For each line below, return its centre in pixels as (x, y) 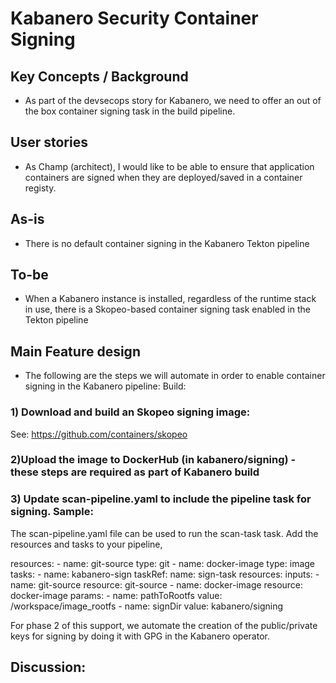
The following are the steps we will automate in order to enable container (175, 376)
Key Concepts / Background (99, 76)
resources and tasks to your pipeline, (86, 544)
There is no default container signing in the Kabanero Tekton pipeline (167, 243)
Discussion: (48, 667)
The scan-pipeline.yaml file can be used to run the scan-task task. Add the (164, 533)
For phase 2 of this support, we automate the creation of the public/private (164, 625)
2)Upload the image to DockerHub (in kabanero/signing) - (153, 460)
